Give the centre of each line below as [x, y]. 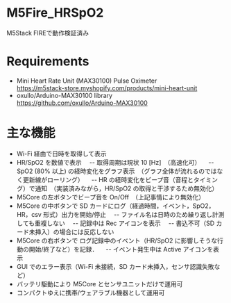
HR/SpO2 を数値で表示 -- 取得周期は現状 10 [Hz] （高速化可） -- [115, 162]
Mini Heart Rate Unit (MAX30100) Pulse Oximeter [87, 81]
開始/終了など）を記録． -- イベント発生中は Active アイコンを [121, 249]
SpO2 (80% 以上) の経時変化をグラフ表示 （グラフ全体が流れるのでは [117, 171]
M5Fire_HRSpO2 [55, 13]
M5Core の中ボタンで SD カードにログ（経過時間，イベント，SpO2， [115, 206]
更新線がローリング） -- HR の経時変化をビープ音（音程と [108, 179]
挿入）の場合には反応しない [75, 231]
